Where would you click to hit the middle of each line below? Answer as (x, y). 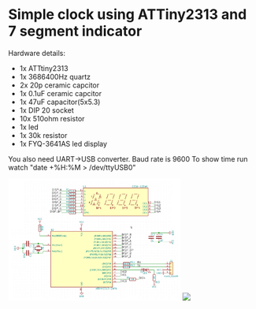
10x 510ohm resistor (52, 118)
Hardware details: (37, 53)
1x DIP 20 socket (47, 110)
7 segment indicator (75, 31)
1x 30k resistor (43, 135)
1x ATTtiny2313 (44, 68)
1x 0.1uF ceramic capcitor (61, 93)
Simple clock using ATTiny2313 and (128, 15)
